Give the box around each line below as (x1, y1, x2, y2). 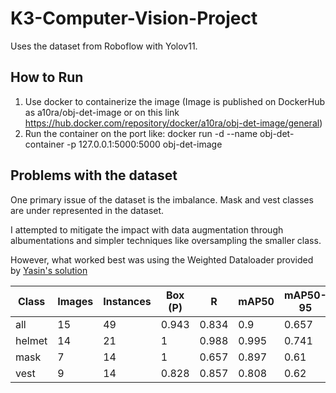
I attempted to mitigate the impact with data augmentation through (10, 223, 284, 236)
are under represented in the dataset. (10, 204, 165, 216)
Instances (103, 294, 152, 308)
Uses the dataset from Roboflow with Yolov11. (10, 40, 198, 52)
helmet (15, 333, 48, 347)
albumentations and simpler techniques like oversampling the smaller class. (10, 234, 322, 246)
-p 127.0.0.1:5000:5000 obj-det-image (66, 138, 223, 150)
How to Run (10, 69, 84, 86)
